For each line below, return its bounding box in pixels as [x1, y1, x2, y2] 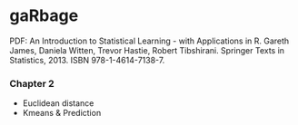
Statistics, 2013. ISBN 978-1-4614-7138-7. [9, 54, 165, 65]
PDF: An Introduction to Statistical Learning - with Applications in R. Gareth [9, 35, 290, 46]
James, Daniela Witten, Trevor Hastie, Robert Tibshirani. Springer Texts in [9, 44, 284, 55]
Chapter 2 [9, 77, 55, 90]
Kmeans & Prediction [22, 108, 102, 119]
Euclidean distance [22, 98, 94, 109]
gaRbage [9, 5, 79, 26]
